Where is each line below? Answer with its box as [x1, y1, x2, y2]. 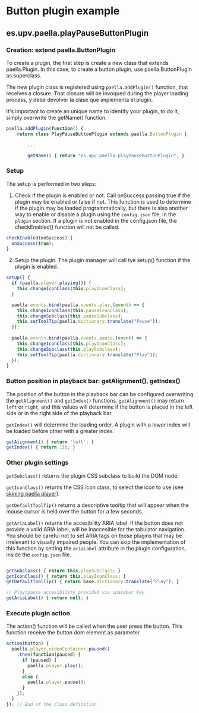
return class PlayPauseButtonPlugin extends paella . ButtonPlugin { [17, 131, 187, 137]
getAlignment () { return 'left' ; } [6, 439, 94, 445]
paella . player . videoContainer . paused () [11, 646, 110, 652]
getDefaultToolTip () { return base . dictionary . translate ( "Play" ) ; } [6, 579, 179, 585]
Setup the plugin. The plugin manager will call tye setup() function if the [14, 257, 191, 264]
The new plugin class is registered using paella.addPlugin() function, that [6, 83, 188, 91]
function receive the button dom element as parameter [6, 629, 140, 636]
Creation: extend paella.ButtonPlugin [6, 46, 116, 54]
